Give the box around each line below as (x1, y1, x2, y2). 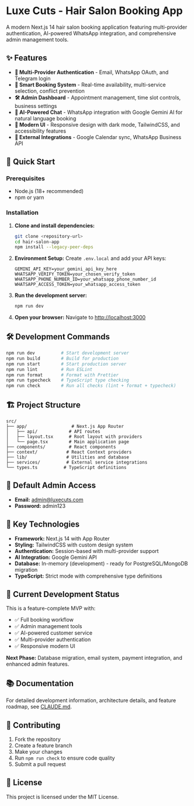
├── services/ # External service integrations (6, 459, 148, 465)
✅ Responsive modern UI (14, 643, 75, 650)
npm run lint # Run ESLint (6, 366, 93, 372)
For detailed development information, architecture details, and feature (6, 697, 176, 704)
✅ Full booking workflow (14, 616, 74, 623)
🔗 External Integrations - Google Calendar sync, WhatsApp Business (14, 133, 182, 140)
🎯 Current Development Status (6, 589, 120, 599)
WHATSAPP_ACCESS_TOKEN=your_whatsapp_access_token (14, 282, 141, 288)
